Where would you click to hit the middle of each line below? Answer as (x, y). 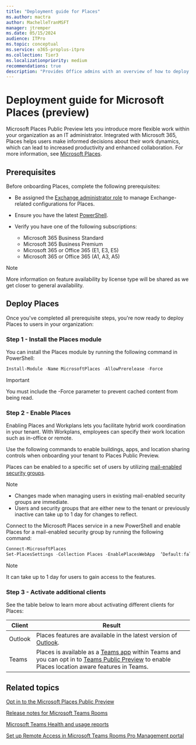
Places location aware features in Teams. (92, 667)
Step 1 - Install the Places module (54, 339)
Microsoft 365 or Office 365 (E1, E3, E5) (71, 250)
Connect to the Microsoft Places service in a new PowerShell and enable (93, 526)
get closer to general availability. (45, 285)
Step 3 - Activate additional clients (56, 592)
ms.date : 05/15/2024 (31, 33)
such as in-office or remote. (39, 438)
